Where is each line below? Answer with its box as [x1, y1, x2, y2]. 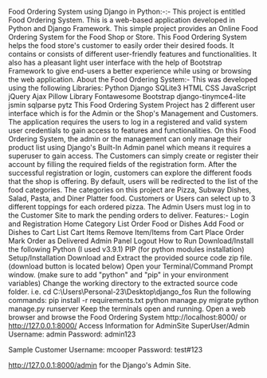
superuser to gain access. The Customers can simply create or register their [8, 151, 259, 161]
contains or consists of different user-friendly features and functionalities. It [8, 50, 257, 58]
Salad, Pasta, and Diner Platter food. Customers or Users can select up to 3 [8, 193, 256, 203]
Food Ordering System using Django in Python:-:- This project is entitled [8, 7, 245, 16]
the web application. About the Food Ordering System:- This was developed [8, 75, 258, 84]
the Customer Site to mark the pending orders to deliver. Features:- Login [8, 211, 249, 220]
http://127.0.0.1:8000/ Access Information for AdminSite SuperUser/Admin [8, 321, 249, 330]
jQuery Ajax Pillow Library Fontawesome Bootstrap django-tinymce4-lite [8, 92, 246, 101]
